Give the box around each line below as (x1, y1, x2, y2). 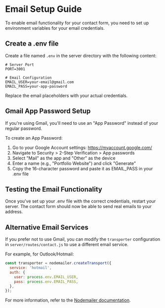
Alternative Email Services (5, 223, 89, 231)
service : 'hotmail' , (9, 265, 52, 270)
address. (5, 209, 23, 215)
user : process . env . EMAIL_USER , (14, 274, 79, 279)
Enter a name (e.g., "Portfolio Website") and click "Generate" (12, 160, 136, 166)
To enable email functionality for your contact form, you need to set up (5, 20, 149, 26)
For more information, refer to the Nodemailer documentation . (5, 297, 131, 303)
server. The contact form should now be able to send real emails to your (5, 204, 152, 209)
